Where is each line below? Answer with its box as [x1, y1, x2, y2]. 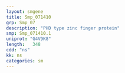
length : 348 [6, 42, 41, 48]
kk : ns [6, 52, 22, 58]
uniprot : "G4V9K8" [6, 36, 51, 42]
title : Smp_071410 [6, 14, 51, 20]
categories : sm [6, 58, 44, 64]
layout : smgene [6, 8, 44, 15]
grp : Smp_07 [6, 19, 35, 25]
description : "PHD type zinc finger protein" [6, 25, 120, 31]
